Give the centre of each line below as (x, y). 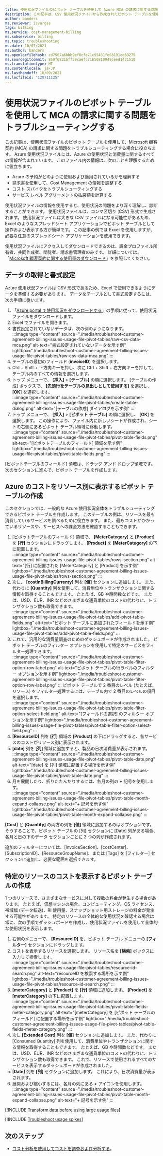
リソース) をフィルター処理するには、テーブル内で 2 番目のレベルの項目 (84, 691)
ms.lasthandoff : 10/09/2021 (33, 73)
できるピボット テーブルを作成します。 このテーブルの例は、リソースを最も (80, 514)
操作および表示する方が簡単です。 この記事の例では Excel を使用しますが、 (80, 229)
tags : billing (19, 28)
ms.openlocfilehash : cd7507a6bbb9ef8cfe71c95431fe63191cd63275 (70, 55)
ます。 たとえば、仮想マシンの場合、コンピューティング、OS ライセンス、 (83, 904)
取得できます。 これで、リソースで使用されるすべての (99, 1060)
